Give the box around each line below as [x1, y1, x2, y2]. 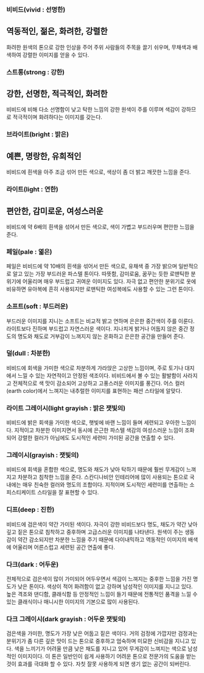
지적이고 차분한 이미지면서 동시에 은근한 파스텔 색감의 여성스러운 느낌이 [14, 426, 184, 434]
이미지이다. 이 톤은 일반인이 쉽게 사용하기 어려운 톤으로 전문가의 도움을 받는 [17, 653, 197, 660]
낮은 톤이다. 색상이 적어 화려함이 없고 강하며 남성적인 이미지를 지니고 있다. [17, 583, 193, 590]
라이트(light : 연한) [6, 185, 59, 193]
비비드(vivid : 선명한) [6, 5, 66, 13]
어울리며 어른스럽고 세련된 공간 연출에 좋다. [12, 543, 116, 550]
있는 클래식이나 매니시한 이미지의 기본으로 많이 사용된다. [6, 598, 140, 605]
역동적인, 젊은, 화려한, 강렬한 [6, 26, 108, 37]
